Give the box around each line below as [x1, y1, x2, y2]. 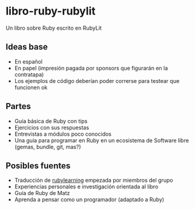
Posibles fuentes [5, 161, 71, 171]
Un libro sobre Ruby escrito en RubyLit [5, 24, 102, 32]
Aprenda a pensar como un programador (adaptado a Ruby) [14, 196, 165, 204]
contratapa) [14, 71, 44, 78]
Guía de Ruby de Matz [14, 190, 70, 197]
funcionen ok [14, 84, 48, 91]
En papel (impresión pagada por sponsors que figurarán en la [14, 64, 168, 71]
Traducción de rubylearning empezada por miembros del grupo [14, 177, 173, 184]
